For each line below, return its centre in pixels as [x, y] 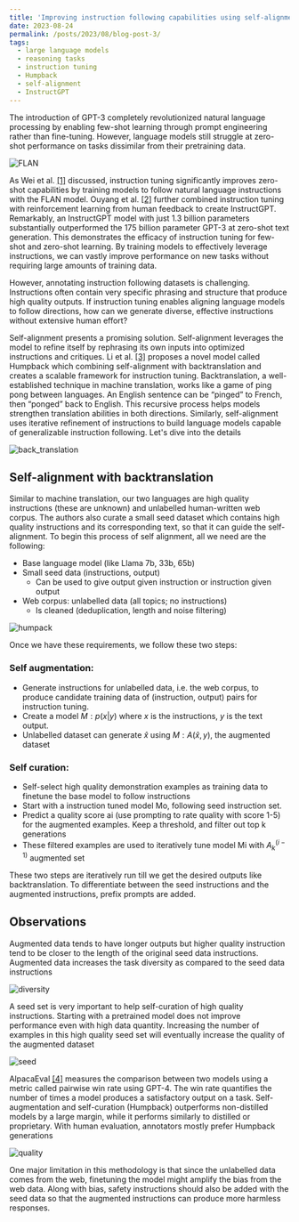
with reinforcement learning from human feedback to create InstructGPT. [143, 208]
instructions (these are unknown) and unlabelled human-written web [135, 508]
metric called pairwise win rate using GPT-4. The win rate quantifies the [141, 1088]
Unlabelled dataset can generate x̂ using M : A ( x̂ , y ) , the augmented [146, 734]
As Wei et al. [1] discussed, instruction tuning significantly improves [133, 180]
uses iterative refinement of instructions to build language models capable [145, 423]
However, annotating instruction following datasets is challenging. [130, 282]
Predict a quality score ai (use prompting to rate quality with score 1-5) [151, 814]
